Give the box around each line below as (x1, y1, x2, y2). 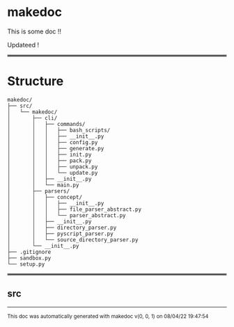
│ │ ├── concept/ (7, 193, 82, 200)
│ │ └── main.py (7, 182, 79, 189)
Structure (7, 74, 64, 89)
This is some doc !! (7, 27, 61, 35)
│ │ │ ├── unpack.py (7, 163, 98, 170)
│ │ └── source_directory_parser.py (7, 236, 139, 244)
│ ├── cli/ (7, 114, 58, 122)
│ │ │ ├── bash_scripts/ (7, 127, 111, 134)
